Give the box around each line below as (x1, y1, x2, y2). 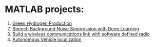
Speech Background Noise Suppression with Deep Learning (12, 25, 140, 31)
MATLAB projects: (5, 4, 84, 15)
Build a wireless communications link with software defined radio (12, 31, 150, 37)
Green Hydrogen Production (12, 20, 72, 26)
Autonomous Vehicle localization (12, 36, 82, 42)
